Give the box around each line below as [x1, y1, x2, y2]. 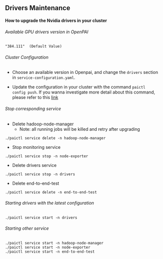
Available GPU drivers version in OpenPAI [5, 29, 89, 35]
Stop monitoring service [12, 144, 61, 150]
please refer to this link [12, 94, 59, 100]
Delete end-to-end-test [12, 180, 60, 186]
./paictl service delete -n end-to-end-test [5, 189, 97, 195]
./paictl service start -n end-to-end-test [5, 249, 95, 254]
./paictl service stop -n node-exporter [5, 154, 89, 159]
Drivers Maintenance [5, 4, 71, 12]
